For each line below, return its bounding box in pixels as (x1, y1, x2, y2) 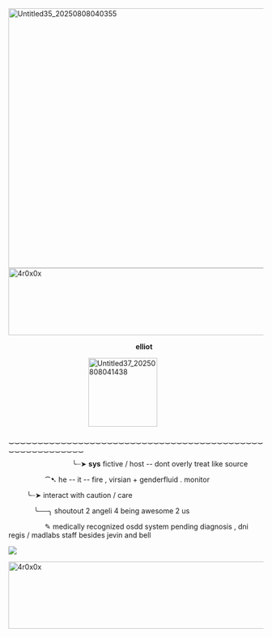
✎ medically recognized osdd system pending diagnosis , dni (44, 521, 249, 531)
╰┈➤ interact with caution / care (26, 491, 133, 500)
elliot (135, 342, 153, 351)
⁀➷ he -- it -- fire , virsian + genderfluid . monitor (44, 475, 210, 484)
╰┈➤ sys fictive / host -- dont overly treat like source (71, 459, 249, 468)
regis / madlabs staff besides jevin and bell (8, 530, 151, 540)
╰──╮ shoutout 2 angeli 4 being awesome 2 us (33, 506, 190, 516)
